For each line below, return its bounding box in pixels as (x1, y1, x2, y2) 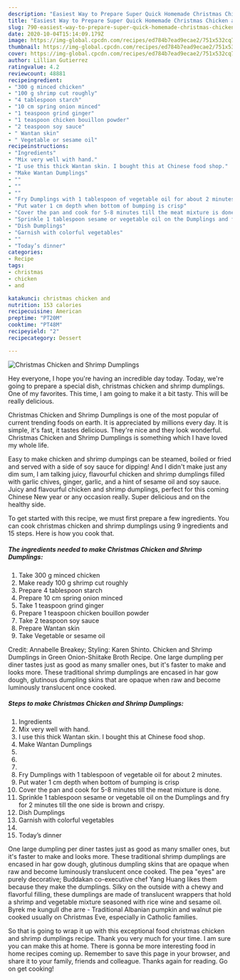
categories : (8, 249, 43, 256)
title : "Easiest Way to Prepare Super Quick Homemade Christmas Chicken (8, 17, 229, 24)
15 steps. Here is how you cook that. (8, 528, 115, 538)
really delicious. (8, 397, 54, 405)
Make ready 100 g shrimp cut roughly (18, 578, 129, 587)
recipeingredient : (8, 76, 63, 84)
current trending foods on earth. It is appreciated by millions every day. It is (8, 418, 229, 427)
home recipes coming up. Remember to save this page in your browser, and (8, 949, 231, 958)
